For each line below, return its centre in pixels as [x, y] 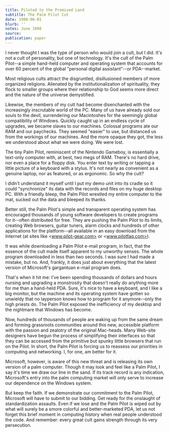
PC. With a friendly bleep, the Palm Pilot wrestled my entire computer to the [84, 194]
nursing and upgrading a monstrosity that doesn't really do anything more [82, 283]
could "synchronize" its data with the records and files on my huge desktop [84, 188]
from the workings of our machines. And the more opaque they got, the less [84, 137]
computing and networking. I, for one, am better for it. [61, 351]
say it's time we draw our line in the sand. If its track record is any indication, [85, 372]
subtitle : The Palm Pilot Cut [37, 15]
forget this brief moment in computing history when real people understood [84, 414]
